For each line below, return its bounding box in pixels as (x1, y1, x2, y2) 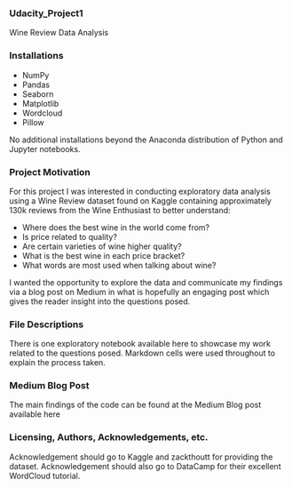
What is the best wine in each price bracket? (21, 250, 185, 260)
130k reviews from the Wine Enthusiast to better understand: (9, 204, 231, 215)
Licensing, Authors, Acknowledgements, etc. (9, 431, 209, 444)
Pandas (21, 79, 51, 90)
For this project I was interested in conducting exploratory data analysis (9, 186, 271, 196)
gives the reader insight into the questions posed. (9, 296, 191, 307)
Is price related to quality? (21, 231, 118, 242)
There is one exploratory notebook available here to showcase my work (9, 339, 271, 349)
